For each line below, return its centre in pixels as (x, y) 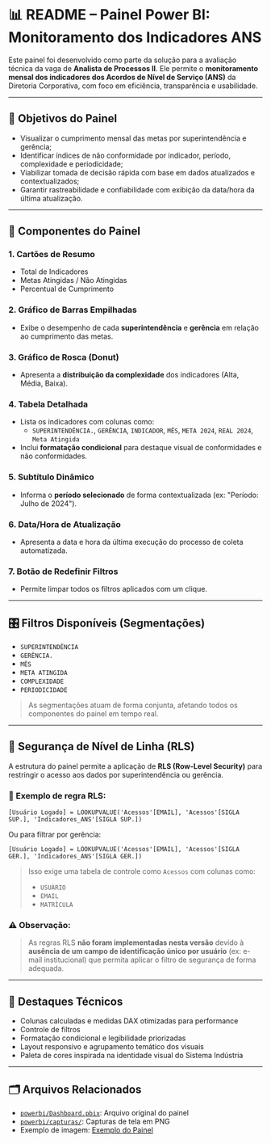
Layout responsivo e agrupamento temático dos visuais (112, 1047)
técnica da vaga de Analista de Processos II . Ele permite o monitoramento (133, 68)
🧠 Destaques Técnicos (66, 1001)
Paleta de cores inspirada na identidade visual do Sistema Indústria (131, 1056)
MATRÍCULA (57, 905)
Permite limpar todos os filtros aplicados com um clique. (114, 589)
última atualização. (51, 198)
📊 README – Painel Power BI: (110, 15)
